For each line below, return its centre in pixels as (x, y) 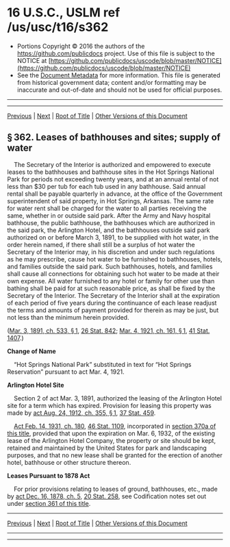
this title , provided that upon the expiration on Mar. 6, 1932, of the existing (111, 433)
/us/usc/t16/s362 (58, 27)
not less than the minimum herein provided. (68, 317)
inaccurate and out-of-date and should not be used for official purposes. (119, 90)
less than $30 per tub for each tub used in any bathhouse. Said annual (106, 186)
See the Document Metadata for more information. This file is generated (118, 75)
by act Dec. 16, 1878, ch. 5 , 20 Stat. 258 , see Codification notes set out (107, 496)
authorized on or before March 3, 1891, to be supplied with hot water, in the (113, 237)
